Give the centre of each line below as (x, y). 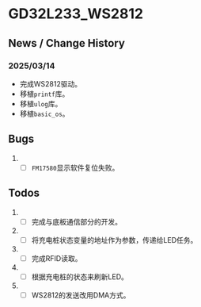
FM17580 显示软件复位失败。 (75, 167)
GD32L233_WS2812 (76, 14)
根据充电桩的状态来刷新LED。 (80, 276)
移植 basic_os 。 (44, 113)
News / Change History (66, 43)
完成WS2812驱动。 (51, 83)
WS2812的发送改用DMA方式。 (81, 295)
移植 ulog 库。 (41, 103)
